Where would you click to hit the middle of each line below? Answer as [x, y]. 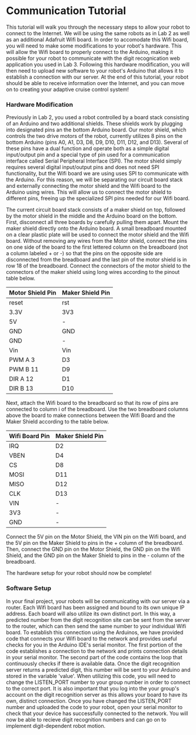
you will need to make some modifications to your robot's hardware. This [94, 46]
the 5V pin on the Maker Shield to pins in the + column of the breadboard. [95, 543]
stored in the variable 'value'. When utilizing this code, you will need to [91, 676]
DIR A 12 [21, 379]
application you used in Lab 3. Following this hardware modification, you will [98, 64]
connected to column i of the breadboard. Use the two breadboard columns [97, 409]
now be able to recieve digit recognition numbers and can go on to [86, 719]
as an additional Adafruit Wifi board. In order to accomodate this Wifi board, [97, 39]
